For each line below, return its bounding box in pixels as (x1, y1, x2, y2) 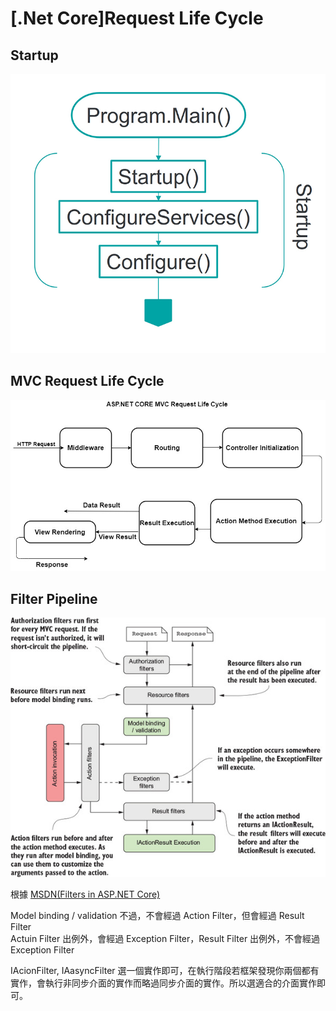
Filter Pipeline (10, 590, 98, 607)
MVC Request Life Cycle (10, 373, 165, 390)
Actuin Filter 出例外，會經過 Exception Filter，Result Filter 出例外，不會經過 (10, 933, 321, 945)
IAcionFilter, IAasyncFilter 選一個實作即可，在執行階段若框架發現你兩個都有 (10, 965, 320, 977)
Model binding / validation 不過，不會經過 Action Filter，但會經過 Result (10, 910, 305, 922)
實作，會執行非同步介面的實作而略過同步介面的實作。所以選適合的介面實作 (10, 977, 317, 989)
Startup (10, 47, 59, 64)
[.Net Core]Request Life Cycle (10, 7, 264, 30)
